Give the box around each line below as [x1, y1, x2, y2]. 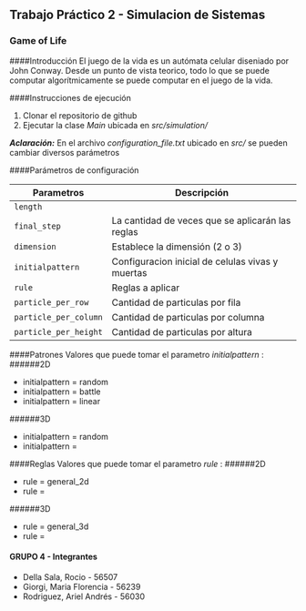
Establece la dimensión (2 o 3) [111, 240, 243, 253]
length [14, 201, 43, 212]
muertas [111, 266, 148, 279]
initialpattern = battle [22, 386, 102, 397]
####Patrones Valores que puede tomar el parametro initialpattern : [9, 349, 264, 360]
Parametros [32, 186, 85, 199]
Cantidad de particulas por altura [111, 325, 253, 338]
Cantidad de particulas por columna [111, 311, 265, 323]
